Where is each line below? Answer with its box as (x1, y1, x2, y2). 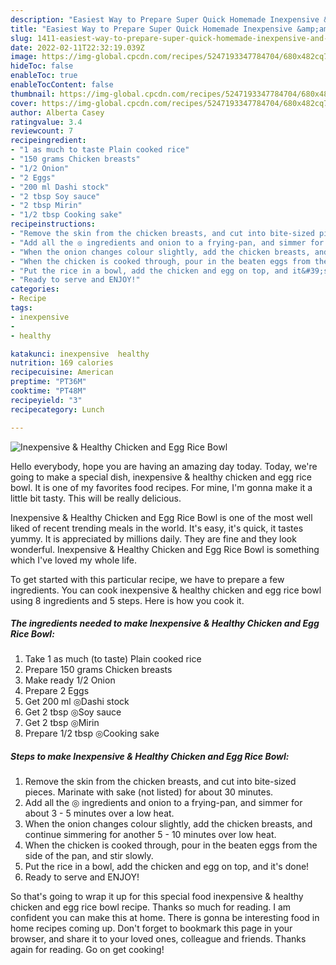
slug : (10, 33, 33, 43)
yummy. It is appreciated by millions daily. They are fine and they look (10, 532, 297, 545)
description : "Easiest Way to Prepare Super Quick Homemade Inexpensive (10, 14, 320, 25)
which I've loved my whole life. (10, 554, 138, 566)
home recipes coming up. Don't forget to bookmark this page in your (10, 922, 293, 935)
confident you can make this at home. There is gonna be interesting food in (10, 912, 320, 924)
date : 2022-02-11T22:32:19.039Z (10, 42, 145, 53)
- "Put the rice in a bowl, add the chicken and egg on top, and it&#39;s (10, 266, 329, 276)
